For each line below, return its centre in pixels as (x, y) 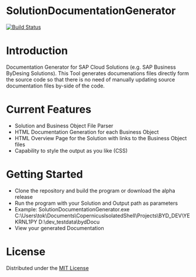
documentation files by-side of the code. (55, 86)
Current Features (49, 109)
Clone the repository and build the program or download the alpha (95, 190)
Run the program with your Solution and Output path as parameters (96, 203)
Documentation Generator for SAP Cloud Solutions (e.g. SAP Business (91, 67)
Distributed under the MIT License (48, 268)
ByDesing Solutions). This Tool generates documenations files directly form (98, 73)
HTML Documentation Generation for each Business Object (87, 132)
